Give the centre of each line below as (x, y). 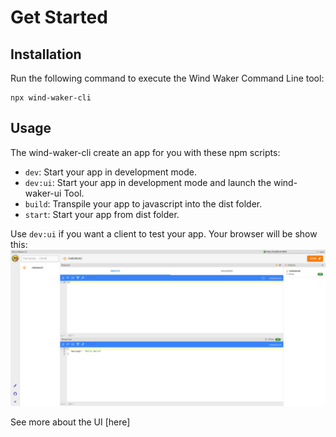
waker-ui (43, 193)
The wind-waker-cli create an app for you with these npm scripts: (145, 152)
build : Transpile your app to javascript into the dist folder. (143, 203)
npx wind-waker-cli (51, 98)
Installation (46, 54)
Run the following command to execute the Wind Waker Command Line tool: (167, 78)
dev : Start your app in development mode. (110, 172)
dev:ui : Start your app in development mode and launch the (148, 182)
